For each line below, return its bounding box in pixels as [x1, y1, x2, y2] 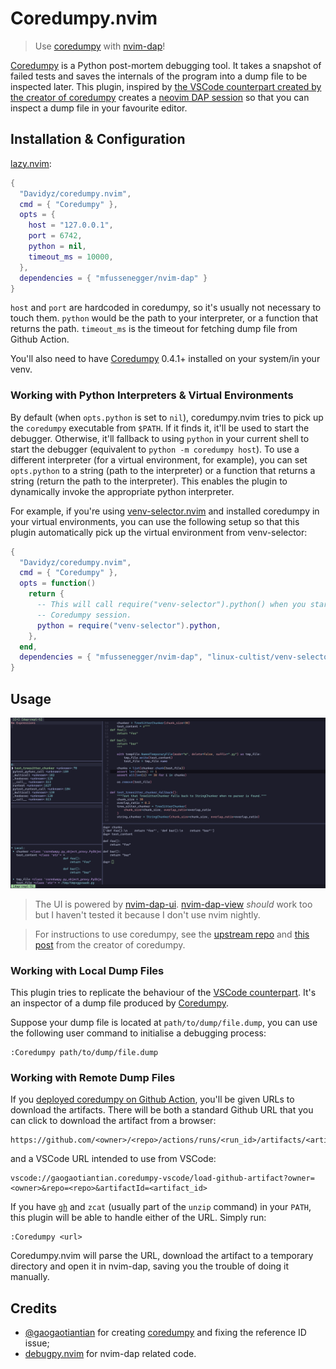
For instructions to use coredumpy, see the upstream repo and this [34, 928, 310, 940]
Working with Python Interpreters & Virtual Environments [10, 388, 294, 402]
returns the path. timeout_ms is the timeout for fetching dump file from [10, 323, 298, 335]
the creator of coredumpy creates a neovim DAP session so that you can [10, 91, 310, 103]
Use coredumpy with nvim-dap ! [34, 40, 166, 52]
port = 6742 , [28, 231, 83, 241]
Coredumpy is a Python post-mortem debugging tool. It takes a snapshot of [10, 59, 322, 71]
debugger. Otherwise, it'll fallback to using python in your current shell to [10, 432, 310, 444]
